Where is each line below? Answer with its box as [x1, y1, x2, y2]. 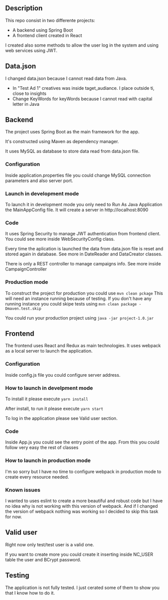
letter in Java [12, 101, 40, 107]
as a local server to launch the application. [5, 348, 93, 354]
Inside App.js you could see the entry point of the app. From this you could [5, 439, 159, 445]
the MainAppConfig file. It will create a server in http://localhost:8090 [5, 207, 149, 213]
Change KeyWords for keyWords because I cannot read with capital [12, 95, 152, 102]
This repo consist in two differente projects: [5, 17, 95, 23]
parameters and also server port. [5, 178, 74, 184]
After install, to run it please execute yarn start [5, 406, 104, 412]
